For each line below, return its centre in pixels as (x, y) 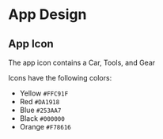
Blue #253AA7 (40, 110)
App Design (47, 15)
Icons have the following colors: (60, 78)
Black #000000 (42, 118)
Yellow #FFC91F (44, 93)
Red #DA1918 (40, 101)
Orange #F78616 (45, 127)
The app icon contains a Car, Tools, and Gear (82, 62)
